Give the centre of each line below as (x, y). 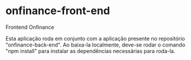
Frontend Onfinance (30, 27)
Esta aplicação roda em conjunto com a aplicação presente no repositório (95, 38)
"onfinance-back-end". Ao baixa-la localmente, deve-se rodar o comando (96, 45)
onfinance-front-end (58, 11)
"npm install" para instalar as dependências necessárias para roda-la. (90, 51)
